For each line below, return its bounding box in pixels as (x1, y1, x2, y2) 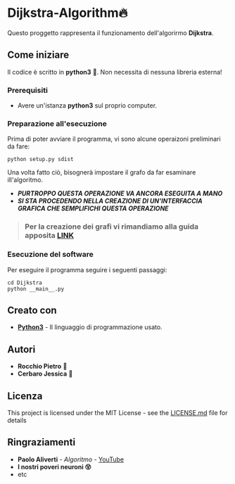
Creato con (7, 304, 58, 316)
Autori (7, 343, 36, 355)
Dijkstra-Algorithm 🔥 (7, 5, 128, 21)
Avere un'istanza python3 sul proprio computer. (17, 101, 157, 110)
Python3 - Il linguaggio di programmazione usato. (17, 323, 163, 331)
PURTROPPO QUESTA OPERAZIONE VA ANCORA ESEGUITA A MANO (17, 189, 223, 198)
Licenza (7, 390, 43, 402)
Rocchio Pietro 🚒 (17, 362, 68, 371)
